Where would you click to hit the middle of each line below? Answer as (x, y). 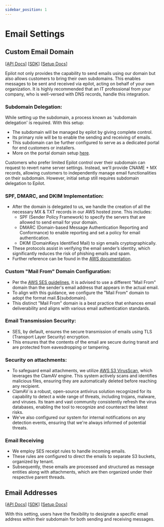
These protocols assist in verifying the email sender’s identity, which (81, 249)
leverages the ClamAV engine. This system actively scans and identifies (85, 376)
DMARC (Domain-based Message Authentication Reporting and (84, 227)
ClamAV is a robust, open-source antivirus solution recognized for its (82, 391)
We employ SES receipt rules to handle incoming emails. (69, 451)
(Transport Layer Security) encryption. (51, 337)
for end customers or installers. (44, 148)
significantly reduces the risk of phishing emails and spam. (71, 253)
